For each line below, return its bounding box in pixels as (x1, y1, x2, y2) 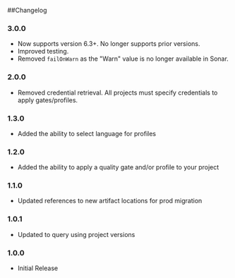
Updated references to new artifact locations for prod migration (17, 197, 203, 205)
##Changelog (7, 6, 47, 14)
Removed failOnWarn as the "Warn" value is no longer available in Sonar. (17, 54, 229, 63)
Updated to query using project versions (17, 230, 135, 238)
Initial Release (17, 264, 59, 272)
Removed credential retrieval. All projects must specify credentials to (17, 88, 218, 97)
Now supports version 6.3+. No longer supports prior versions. (17, 40, 200, 48)
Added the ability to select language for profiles (17, 129, 157, 138)
